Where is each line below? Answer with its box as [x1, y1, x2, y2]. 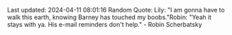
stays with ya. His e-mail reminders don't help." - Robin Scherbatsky [7, 21, 202, 28]
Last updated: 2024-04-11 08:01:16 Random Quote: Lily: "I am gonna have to [7, 6, 225, 14]
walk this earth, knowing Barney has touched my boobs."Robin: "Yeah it [7, 13, 212, 21]
